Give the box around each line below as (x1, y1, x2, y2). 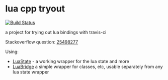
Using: (5, 48, 19, 54)
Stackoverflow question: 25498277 (5, 38, 78, 45)
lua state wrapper (12, 68, 49, 75)
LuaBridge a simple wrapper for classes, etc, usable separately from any (12, 63, 163, 69)
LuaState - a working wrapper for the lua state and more (12, 58, 129, 64)
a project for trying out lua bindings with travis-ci (5, 29, 107, 35)
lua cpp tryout (5, 3, 65, 14)
